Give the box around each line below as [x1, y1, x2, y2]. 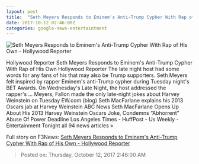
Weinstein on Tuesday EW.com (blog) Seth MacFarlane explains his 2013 [6, 97, 184, 104]
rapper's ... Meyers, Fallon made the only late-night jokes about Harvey [6, 91, 179, 98]
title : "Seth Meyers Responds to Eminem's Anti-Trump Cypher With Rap [6, 14, 187, 20]
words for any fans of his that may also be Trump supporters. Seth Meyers [6, 72, 188, 79]
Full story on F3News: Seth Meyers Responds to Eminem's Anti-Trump [6, 134, 178, 141]
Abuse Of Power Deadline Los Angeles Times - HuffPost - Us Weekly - [6, 116, 179, 123]
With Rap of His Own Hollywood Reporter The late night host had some [6, 66, 179, 73]
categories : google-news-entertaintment [6, 25, 108, 31]
